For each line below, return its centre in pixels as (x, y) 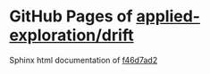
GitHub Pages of (71, 16)
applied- (168, 16)
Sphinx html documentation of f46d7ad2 (84, 60)
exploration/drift (71, 35)
